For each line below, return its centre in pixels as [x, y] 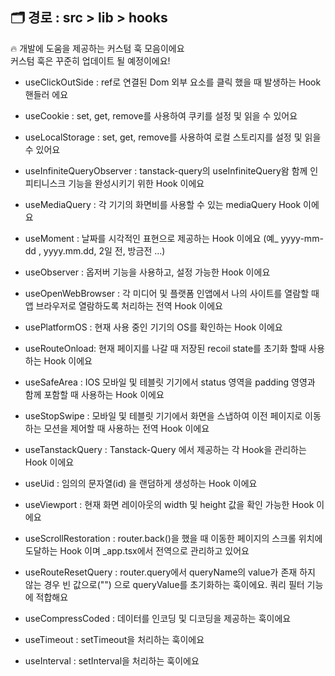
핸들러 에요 [46, 94]
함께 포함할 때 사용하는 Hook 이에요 [94, 394]
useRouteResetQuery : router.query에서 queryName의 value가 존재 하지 [170, 572]
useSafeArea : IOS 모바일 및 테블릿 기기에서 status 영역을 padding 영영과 [170, 382]
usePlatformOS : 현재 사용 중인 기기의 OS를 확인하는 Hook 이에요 [153, 327]
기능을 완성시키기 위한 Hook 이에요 [136, 183]
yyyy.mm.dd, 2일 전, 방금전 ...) [104, 250]
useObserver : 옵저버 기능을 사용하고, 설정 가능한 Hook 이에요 [147, 272]
